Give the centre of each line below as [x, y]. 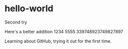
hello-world [29, 9]
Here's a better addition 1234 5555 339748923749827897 [64, 31]
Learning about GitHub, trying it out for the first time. [58, 41]
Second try [16, 22]
